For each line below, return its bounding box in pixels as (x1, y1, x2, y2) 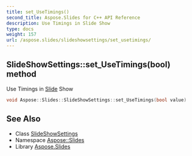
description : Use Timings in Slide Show (6, 20, 111, 26)
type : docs (6, 25, 34, 32)
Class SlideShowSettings (15, 130, 78, 137)
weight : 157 (6, 32, 37, 38)
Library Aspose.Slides (15, 143, 71, 150)
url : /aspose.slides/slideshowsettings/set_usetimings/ (6, 37, 151, 43)
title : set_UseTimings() (6, 8, 69, 15)
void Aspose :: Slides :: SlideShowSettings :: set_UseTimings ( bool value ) (6, 97, 187, 103)
